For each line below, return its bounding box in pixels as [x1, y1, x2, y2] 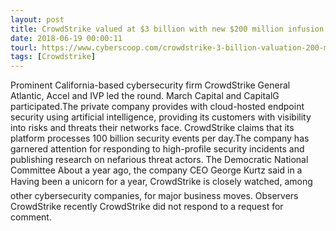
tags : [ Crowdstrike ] [10, 52, 97, 62]
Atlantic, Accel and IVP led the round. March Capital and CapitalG [10, 90, 280, 102]
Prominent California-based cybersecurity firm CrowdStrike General [10, 79, 291, 91]
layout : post [10, 14, 65, 25]
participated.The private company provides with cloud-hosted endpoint [10, 101, 305, 113]
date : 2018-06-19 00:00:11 [10, 33, 123, 43]
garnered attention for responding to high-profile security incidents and [10, 143, 305, 155]
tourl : [10, 42, 38, 53]
